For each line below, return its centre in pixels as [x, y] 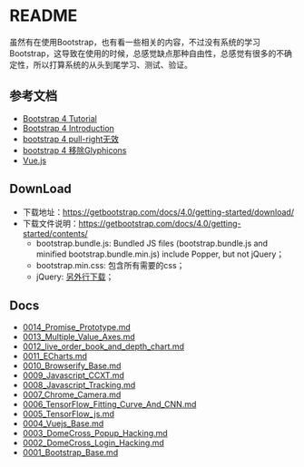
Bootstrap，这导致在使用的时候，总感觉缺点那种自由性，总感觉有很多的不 [147, 53]
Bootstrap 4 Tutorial [59, 118]
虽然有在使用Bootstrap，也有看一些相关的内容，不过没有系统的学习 [135, 42]
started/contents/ [55, 233]
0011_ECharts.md [55, 356]
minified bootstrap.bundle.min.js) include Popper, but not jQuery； [160, 254]
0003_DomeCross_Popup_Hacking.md [95, 433]
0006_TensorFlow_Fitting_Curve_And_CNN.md [109, 404]
